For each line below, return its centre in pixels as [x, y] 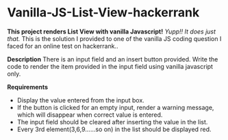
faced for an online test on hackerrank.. [63, 46]
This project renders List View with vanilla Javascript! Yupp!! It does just [112, 31]
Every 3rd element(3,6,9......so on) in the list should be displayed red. [114, 129]
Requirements [28, 87]
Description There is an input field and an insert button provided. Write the [113, 59]
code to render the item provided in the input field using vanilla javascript [110, 66]
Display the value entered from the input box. [81, 100]
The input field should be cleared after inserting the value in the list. [112, 122]
